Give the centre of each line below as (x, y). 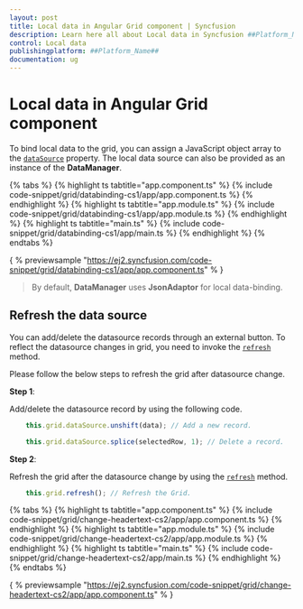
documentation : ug (44, 60)
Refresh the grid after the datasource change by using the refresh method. (149, 476)
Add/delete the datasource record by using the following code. (126, 409)
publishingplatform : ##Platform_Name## (84, 51)
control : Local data (48, 43)
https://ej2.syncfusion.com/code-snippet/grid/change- (189, 585)
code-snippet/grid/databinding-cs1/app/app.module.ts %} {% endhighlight (148, 214)
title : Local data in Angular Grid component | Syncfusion (123, 26)
